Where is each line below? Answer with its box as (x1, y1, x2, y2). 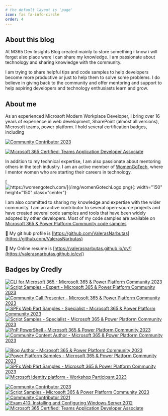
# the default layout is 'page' (5, 7, 73, 13)
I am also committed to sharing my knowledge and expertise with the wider (5, 199, 161, 205)
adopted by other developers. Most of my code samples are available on (5, 215, 155, 221)
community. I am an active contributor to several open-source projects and (5, 205, 160, 210)
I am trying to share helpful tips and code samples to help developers (5, 69, 149, 75)
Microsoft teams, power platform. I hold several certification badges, (5, 124, 147, 130)
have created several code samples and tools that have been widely (5, 210, 146, 216)
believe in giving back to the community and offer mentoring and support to (5, 80, 162, 86)
